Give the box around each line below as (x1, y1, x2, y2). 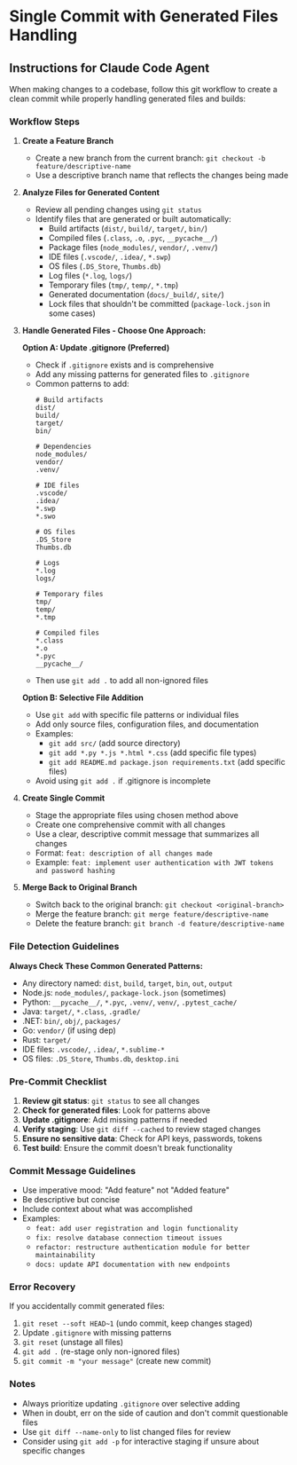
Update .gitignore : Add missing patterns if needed (21, 1114, 208, 1124)
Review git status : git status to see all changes (21, 1095, 200, 1106)
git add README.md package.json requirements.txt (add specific (48, 757, 285, 768)
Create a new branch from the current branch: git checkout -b (35, 153, 266, 163)
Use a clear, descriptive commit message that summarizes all (35, 829, 260, 839)
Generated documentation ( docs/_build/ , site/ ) (48, 289, 224, 300)
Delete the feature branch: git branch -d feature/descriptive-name (35, 918, 285, 929)
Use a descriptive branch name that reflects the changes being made (35, 170, 289, 181)
